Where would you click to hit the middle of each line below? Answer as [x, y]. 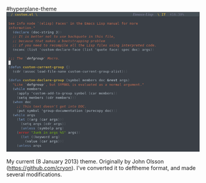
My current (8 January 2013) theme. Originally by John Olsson [85, 161]
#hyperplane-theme [32, 9]
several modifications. [34, 174]
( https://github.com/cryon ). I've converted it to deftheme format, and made [101, 168]
